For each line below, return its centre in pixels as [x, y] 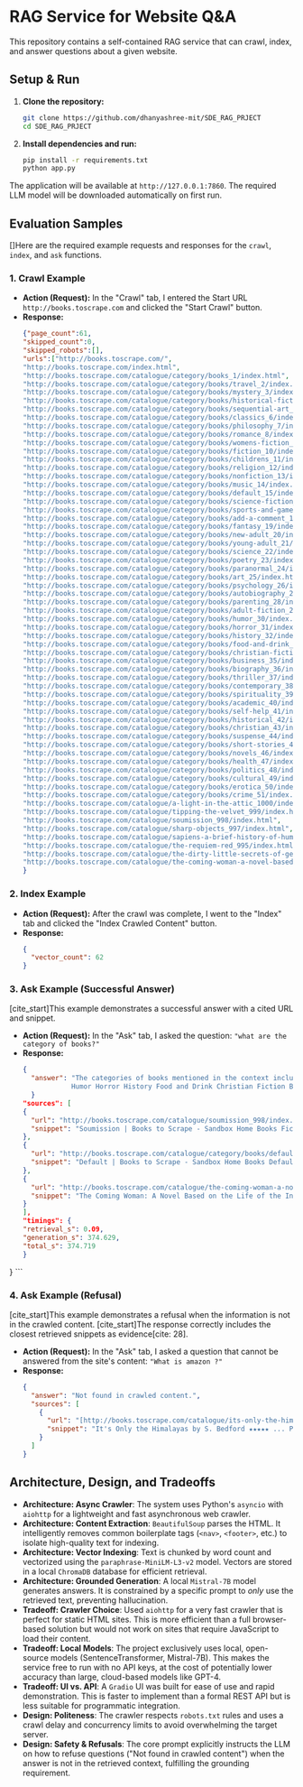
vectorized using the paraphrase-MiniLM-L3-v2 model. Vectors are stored [157, 1561]
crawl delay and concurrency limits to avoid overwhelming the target [150, 1725]
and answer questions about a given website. [93, 51]
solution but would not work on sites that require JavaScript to [164, 1629]
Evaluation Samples [66, 223]
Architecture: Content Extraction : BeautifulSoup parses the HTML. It [151, 1523]
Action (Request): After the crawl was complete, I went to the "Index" [152, 913]
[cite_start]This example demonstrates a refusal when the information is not [150, 1314]
